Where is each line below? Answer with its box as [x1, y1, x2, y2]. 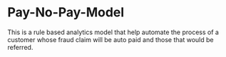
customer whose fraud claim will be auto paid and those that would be [7, 35, 214, 43]
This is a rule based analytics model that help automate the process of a [7, 28, 220, 36]
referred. [7, 43, 34, 51]
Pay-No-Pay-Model [7, 4, 125, 21]
